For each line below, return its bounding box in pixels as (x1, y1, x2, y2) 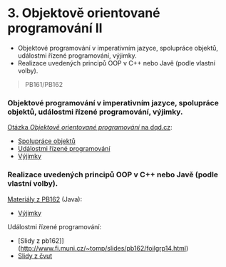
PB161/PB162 (24, 80, 63, 88)
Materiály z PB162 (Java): (7, 194, 83, 204)
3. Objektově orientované (7, 5, 160, 21)
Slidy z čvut (17, 251, 53, 260)
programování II (7, 20, 103, 36)
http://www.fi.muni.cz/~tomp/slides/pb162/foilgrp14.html (20, 244, 187, 252)
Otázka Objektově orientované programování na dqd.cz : (7, 123, 173, 132)
